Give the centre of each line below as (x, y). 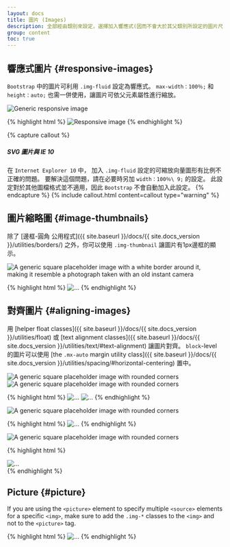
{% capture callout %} (38, 135)
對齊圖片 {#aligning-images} (69, 311)
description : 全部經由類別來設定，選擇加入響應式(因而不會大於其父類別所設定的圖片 (113, 26)
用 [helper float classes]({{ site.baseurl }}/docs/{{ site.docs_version (102, 328)
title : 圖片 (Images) (37, 20)
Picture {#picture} (47, 492)
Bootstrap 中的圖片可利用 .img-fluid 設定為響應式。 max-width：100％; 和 (111, 86)
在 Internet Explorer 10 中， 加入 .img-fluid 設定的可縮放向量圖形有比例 (111, 170)
